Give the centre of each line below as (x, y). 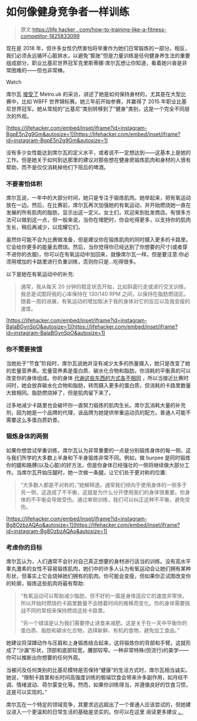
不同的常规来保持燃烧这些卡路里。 (67, 611)
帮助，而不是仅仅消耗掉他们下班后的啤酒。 (57, 167)
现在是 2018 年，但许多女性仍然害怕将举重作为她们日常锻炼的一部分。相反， (98, 48)
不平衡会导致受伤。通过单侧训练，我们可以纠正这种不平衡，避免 (108, 499)
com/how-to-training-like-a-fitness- (123, 29)
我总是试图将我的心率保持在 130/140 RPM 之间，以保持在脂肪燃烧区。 (104, 294)
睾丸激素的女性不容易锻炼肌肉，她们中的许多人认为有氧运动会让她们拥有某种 (98, 569)
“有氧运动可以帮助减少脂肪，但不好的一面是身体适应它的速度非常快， (104, 596)
